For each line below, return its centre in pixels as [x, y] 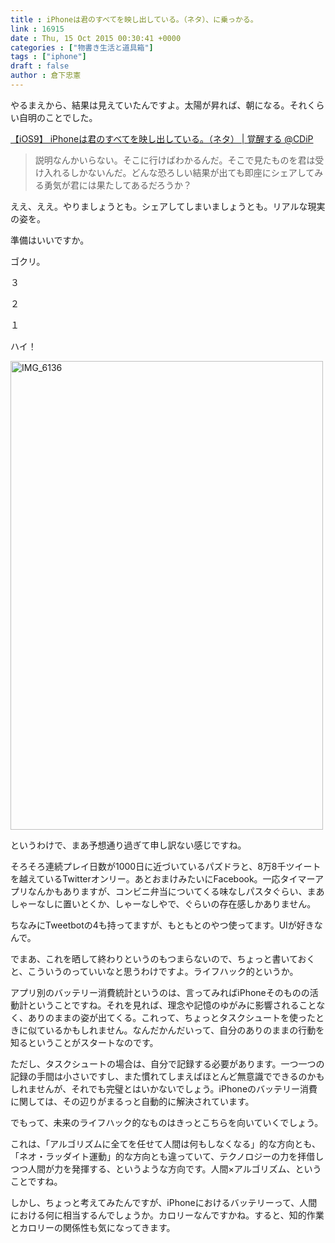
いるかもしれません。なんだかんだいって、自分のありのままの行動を [184, 1030]
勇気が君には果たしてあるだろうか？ [118, 185]
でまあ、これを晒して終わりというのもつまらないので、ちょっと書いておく [163, 958]
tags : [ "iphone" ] [48, 57]
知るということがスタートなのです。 [84, 1042]
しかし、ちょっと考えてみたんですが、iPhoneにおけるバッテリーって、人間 [164, 1202]
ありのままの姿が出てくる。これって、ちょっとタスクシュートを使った [171, 1017]
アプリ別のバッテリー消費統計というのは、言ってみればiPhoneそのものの [160, 992]
